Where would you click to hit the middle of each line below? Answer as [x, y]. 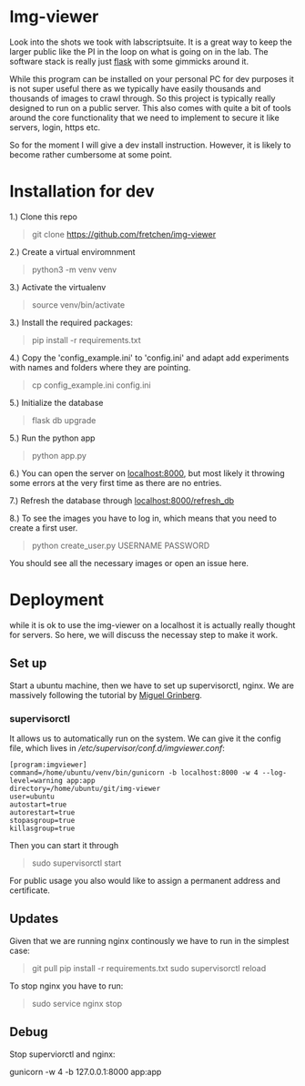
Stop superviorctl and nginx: [62, 1054]
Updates [34, 919]
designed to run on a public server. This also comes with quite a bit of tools [150, 107]
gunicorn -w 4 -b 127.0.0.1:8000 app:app [86, 1071]
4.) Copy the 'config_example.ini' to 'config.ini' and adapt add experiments [149, 358]
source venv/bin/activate [78, 304]
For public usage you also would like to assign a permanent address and [145, 880]
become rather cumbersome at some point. [91, 154]
